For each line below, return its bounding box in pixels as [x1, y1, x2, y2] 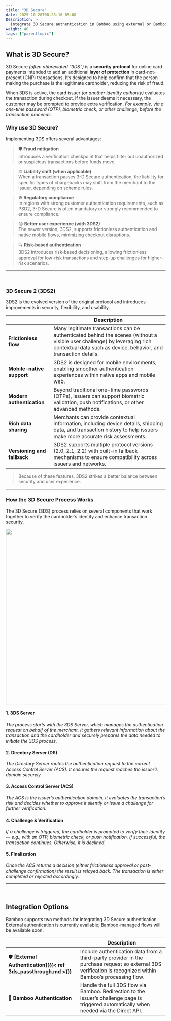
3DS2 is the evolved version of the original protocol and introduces [6, 299, 146, 305]
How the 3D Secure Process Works [6, 496, 94, 503]
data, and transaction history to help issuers [53, 426, 158, 433]
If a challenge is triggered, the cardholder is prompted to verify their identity [6, 828, 165, 834]
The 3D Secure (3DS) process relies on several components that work [6, 508, 153, 514]
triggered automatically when [80, 1001, 150, 1008]
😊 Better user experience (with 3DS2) [18, 221, 100, 227]
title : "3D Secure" [6, 7, 47, 13]
